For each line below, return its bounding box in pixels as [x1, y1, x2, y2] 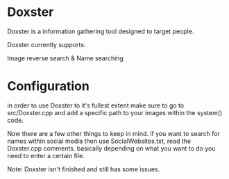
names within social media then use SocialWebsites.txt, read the [7, 137, 192, 145]
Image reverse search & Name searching [7, 53, 124, 62]
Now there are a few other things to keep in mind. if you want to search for [7, 129, 221, 137]
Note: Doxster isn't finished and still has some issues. [7, 164, 160, 173]
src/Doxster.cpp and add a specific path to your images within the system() [7, 108, 223, 117]
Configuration [7, 78, 90, 94]
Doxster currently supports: [7, 40, 86, 49]
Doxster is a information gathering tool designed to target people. [7, 27, 194, 35]
